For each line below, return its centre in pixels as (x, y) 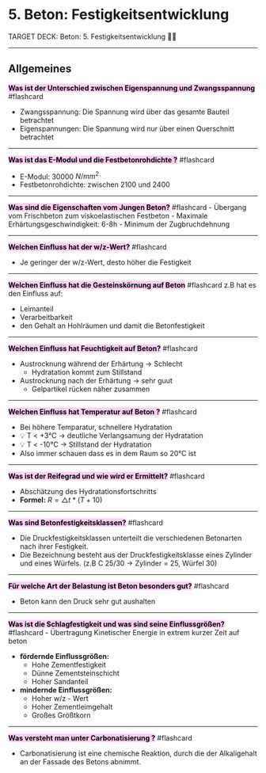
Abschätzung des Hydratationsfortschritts (88, 492)
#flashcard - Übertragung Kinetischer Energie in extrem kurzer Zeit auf (124, 633)
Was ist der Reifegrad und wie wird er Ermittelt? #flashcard (106, 476)
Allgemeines (40, 69)
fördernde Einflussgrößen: (64, 657)
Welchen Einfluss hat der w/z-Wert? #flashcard (88, 247)
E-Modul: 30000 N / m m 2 (59, 176)
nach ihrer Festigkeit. (54, 546)
